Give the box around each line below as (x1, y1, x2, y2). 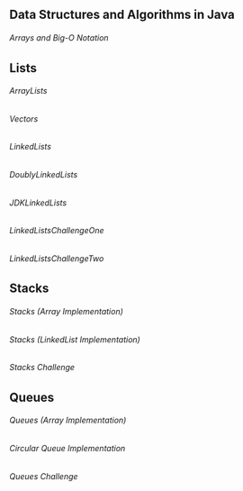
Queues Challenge (9, 470, 78, 481)
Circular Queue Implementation (9, 443, 126, 454)
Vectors (9, 113, 39, 124)
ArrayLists (9, 86, 48, 96)
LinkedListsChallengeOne (9, 225, 105, 236)
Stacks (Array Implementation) (9, 306, 124, 317)
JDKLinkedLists (9, 197, 67, 208)
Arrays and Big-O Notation (9, 32, 110, 43)
